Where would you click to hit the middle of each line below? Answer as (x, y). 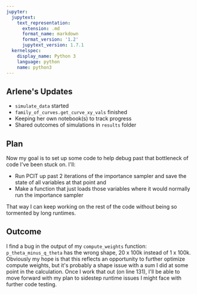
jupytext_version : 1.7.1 (53, 45)
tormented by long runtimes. (41, 213)
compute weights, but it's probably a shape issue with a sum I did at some (97, 265)
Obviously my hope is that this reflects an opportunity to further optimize (96, 259)
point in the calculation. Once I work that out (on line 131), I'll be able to (93, 271)
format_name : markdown (50, 34)
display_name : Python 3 (47, 56)
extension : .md (41, 28)
